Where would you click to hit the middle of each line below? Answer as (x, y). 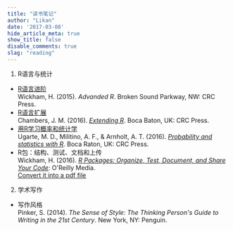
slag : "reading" (31, 53)
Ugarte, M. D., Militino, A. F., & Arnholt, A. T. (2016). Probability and (115, 136)
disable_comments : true (42, 46)
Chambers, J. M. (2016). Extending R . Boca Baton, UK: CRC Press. (113, 120)
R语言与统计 (35, 74)
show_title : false (34, 40)
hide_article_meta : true (44, 33)
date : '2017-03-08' (36, 27)
